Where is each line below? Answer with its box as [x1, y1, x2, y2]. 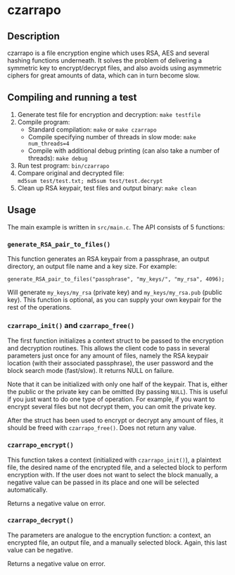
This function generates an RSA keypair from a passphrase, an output [7, 254, 210, 263]
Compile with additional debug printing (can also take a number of [27, 146, 220, 155]
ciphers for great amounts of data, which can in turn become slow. [7, 71, 201, 80]
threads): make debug [27, 153, 88, 162]
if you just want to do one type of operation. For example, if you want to [7, 395, 215, 403]
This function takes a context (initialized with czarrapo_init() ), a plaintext [7, 455, 222, 464]
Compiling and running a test [7, 91, 137, 103]
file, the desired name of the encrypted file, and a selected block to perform [7, 463, 227, 472]
